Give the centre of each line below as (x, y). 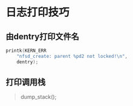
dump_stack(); (38, 97)
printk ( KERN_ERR (26, 51)
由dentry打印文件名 (43, 36)
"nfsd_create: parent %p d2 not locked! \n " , (72, 56)
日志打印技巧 (38, 12)
